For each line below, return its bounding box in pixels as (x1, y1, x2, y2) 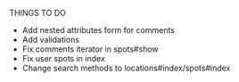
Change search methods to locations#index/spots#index (21, 62, 231, 73)
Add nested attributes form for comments (21, 25, 176, 35)
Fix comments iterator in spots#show (21, 44, 159, 54)
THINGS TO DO (9, 8, 67, 18)
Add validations (21, 35, 80, 45)
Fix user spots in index (21, 53, 105, 63)
